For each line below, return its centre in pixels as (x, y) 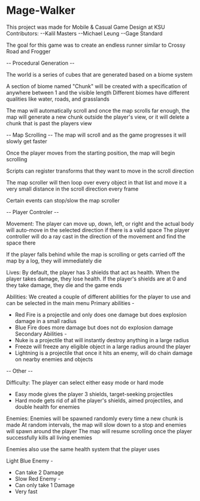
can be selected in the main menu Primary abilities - (70, 303)
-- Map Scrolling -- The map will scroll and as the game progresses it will (96, 135)
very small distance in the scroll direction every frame (72, 189)
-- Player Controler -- (33, 212)
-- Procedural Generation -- (40, 63)
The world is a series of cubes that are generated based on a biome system (99, 74)
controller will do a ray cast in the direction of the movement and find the (96, 236)
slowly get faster (27, 141)
